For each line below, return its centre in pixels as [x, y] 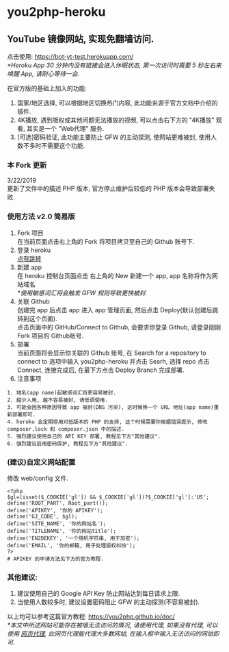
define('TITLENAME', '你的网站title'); [62, 531]
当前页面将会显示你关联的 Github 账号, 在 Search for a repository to [111, 353]
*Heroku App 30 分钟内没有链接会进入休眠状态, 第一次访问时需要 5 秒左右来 [114, 65]
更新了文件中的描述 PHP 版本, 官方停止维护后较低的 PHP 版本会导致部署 [108, 188]
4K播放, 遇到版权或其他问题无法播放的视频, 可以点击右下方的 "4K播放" [116, 120]
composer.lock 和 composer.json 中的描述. [66, 429]
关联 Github [33, 301]
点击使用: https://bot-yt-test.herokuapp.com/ [70, 57]
